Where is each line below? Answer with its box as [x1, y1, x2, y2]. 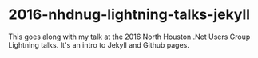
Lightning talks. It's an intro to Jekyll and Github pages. [8, 40, 190, 49]
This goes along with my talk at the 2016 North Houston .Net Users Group [8, 32, 251, 41]
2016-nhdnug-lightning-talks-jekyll [8, 6, 250, 24]
